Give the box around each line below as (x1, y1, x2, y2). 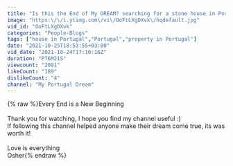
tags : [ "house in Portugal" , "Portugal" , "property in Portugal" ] (7, 36, 197, 43)
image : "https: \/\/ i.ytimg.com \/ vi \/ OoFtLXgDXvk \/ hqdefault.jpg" (7, 17, 200, 24)
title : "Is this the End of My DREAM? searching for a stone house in (7, 10, 216, 17)
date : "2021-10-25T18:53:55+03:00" (7, 42, 110, 49)
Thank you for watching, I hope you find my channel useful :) (7, 115, 182, 123)
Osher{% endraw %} (7, 151, 67, 160)
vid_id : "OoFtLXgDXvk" (7, 23, 73, 30)
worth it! (7, 129, 31, 138)
